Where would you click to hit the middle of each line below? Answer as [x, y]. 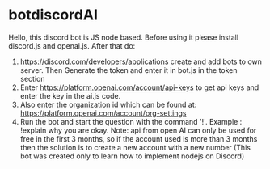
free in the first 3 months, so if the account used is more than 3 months [139, 138]
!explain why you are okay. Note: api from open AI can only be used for [138, 130]
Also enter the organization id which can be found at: [108, 104]
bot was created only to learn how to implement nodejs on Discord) [132, 156]
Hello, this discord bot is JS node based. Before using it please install [124, 37]
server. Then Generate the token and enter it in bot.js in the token [129, 70]
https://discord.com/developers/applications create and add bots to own [141, 61]
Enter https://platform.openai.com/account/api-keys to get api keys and [139, 87]
